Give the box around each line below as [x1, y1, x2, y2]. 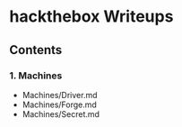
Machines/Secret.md [22, 108, 100, 119]
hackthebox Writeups [9, 6, 174, 27]
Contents [9, 42, 63, 58]
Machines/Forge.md [22, 99, 97, 110]
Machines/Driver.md [22, 89, 98, 100]
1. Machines [9, 69, 63, 82]
